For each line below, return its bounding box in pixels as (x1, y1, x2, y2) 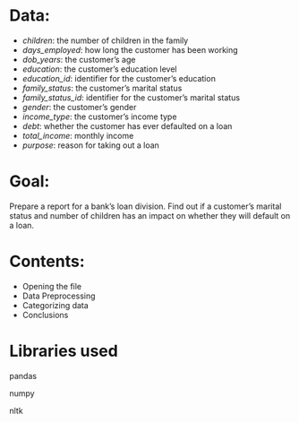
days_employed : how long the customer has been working (21, 44, 239, 55)
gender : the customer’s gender (21, 101, 137, 112)
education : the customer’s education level (21, 64, 177, 74)
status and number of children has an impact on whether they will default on (9, 210, 291, 220)
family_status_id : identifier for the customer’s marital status (21, 91, 240, 103)
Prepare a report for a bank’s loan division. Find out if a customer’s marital (9, 201, 282, 211)
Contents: (9, 252, 85, 272)
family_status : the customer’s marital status (21, 82, 183, 93)
